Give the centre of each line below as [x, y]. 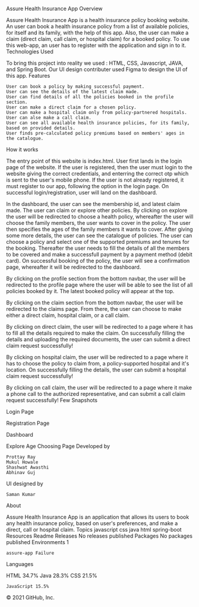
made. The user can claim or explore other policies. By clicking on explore [97, 210]
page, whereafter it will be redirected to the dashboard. [74, 267]
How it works [22, 150]
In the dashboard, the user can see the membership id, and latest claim [93, 204]
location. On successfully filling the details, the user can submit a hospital [96, 370]
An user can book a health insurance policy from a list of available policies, [98, 26]
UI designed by [25, 484]
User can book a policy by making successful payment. [75, 87]
